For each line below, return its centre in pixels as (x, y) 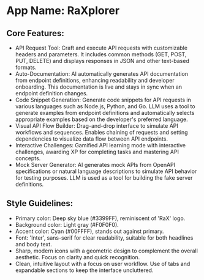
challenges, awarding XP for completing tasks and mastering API (97, 152)
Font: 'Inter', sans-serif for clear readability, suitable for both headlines (104, 238)
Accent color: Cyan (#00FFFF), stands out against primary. (89, 231)
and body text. (33, 244)
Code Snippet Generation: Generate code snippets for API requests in (103, 100)
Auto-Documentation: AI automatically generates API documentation (102, 74)
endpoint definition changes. (51, 93)
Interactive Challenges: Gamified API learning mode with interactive (100, 145)
